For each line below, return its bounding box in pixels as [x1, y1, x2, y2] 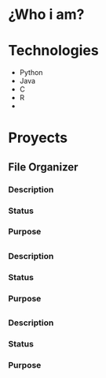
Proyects [8, 129, 68, 147]
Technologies [8, 42, 100, 60]
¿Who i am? [8, 6, 85, 24]
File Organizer [8, 160, 79, 174]
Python [19, 68, 43, 77]
